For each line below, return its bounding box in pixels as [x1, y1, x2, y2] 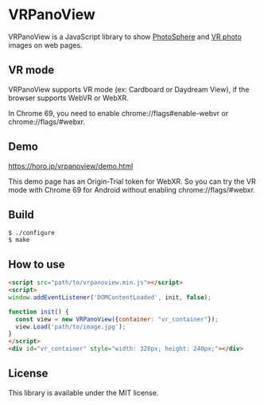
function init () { [8, 308, 69, 316]
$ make [8, 236, 30, 244]
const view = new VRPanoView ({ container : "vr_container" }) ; [15, 315, 219, 323]
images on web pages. [8, 40, 83, 49]
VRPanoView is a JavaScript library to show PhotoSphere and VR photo [8, 32, 243, 41]
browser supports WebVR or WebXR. [8, 93, 129, 103]
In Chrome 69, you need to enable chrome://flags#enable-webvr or [8, 108, 229, 118]
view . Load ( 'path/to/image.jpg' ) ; [15, 322, 126, 331]
